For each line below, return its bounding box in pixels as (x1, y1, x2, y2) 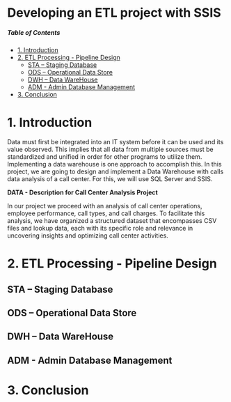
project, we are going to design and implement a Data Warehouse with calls (7, 167, 224, 176)
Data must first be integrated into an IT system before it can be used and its (7, 138, 224, 146)
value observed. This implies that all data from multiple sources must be (7, 145, 214, 154)
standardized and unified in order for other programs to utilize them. (7, 153, 202, 161)
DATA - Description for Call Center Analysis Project (7, 188, 158, 196)
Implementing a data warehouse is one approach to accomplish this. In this (7, 160, 222, 169)
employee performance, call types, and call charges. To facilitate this (7, 209, 205, 217)
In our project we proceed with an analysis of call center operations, (7, 202, 202, 210)
